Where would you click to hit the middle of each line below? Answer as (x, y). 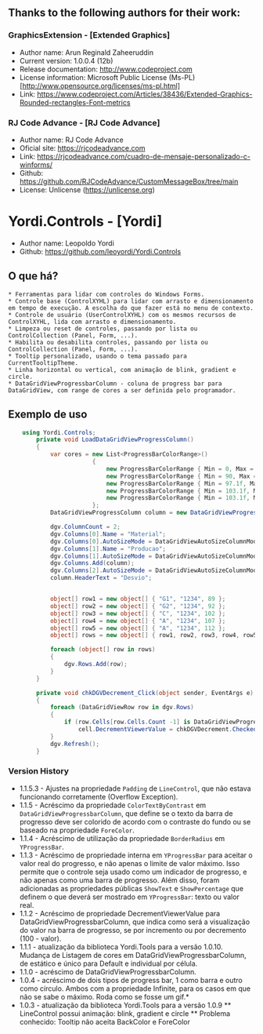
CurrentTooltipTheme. (43, 363)
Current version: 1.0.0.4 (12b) (66, 60)
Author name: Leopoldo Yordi (67, 243)
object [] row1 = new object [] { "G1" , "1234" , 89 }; (138, 599)
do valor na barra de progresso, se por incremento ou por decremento (133, 930)
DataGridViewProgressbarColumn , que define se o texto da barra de (126, 813)
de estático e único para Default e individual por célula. (108, 963)
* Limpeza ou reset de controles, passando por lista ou (103, 329)
